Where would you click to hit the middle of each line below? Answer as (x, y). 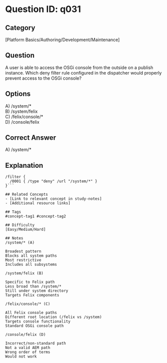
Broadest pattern (23, 251)
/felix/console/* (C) (28, 304)
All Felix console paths (31, 313)
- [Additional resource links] (38, 203)
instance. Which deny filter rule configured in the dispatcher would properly (83, 73)
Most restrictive (23, 260)
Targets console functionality (38, 321)
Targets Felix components (32, 295)
